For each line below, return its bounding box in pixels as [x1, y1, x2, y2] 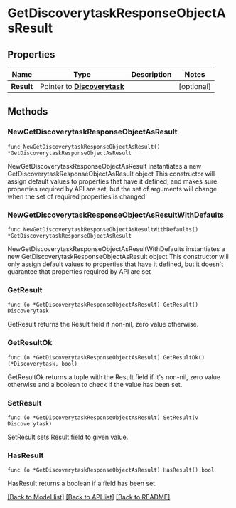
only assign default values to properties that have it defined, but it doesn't [7, 260, 224, 268]
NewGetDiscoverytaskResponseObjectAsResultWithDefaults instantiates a [7, 244, 225, 253]
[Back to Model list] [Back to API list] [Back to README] [7, 493, 171, 502]
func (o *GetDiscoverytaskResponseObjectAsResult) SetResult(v [7, 414, 199, 421]
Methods [7, 105, 48, 118]
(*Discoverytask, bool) [7, 360, 78, 367]
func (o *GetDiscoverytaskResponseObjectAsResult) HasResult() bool [7, 467, 215, 474]
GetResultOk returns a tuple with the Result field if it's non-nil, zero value [7, 372, 221, 381]
